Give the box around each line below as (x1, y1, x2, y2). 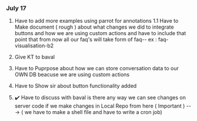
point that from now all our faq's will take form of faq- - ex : (14, 36, 157, 43)
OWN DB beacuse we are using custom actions (14, 71, 130, 78)
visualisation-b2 (14, 42, 54, 49)
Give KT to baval (14, 54, 55, 61)
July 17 (6, 4, 26, 12)
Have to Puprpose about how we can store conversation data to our (14, 65, 179, 72)
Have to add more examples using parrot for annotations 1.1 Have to (14, 18, 179, 25)
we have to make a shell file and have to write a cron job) (24, 109, 163, 116)
